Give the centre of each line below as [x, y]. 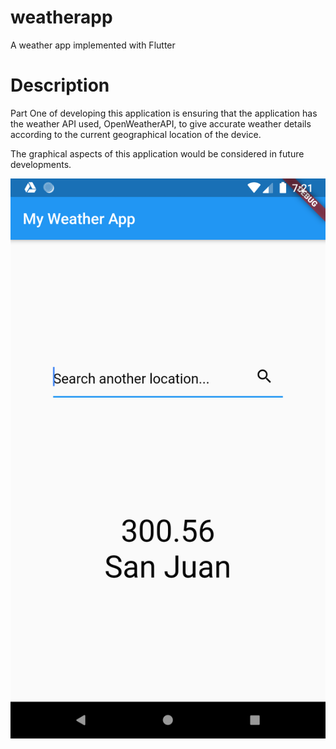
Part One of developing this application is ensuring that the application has [164, 113]
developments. [41, 164]
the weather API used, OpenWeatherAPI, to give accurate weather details [161, 123]
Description [60, 85]
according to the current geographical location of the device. [136, 134]
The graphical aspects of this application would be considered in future [157, 153]
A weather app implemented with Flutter [93, 45]
